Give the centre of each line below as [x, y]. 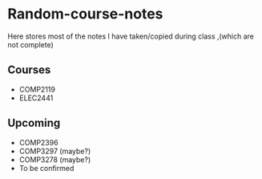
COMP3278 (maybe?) [55, 159]
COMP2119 [37, 89]
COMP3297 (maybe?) [55, 151]
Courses [29, 70]
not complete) [30, 44]
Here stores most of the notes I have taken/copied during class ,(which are [131, 36]
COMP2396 [38, 142]
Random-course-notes [85, 14]
